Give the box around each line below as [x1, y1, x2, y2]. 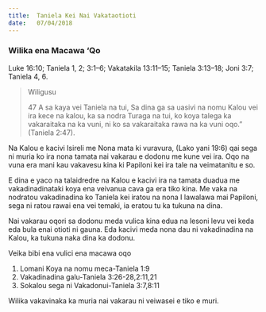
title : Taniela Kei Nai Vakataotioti [8, 11, 137, 20]
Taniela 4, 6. [8, 71, 48, 81]
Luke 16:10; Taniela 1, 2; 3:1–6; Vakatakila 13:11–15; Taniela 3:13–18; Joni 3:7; [8, 63, 254, 72]
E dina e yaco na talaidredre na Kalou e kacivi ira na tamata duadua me [8, 175, 241, 185]
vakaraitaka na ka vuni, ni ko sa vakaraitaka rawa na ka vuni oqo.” [27, 119, 243, 129]
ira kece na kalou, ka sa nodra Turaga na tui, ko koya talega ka [27, 110, 232, 120]
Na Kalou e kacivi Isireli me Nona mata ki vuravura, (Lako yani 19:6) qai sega [8, 143, 258, 152]
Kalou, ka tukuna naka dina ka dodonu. [8, 233, 136, 242]
